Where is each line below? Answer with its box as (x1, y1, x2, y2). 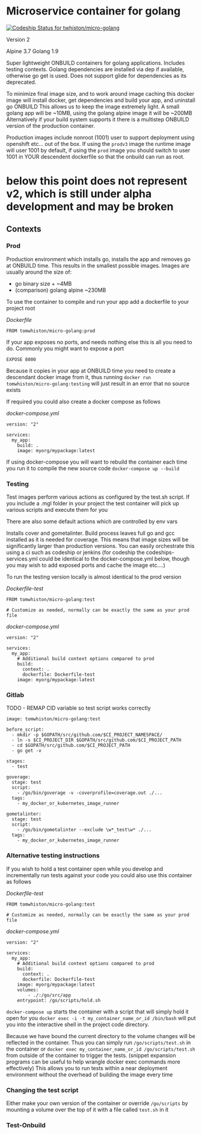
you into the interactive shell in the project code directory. (6, 1021, 149, 1028)
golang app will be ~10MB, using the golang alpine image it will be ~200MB (6, 109, 192, 116)
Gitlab (6, 691, 24, 699)
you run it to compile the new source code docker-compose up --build (6, 464, 180, 471)
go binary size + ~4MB (14, 280, 72, 287)
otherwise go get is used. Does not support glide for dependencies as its (6, 72, 187, 79)
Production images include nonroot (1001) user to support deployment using (6, 134, 195, 141)
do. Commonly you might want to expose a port (6, 345, 124, 352)
